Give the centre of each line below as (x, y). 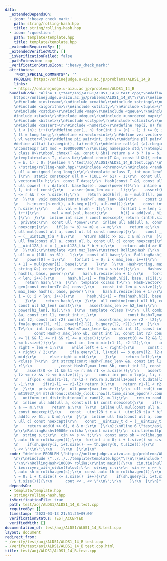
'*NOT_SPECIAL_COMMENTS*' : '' (45, 75)
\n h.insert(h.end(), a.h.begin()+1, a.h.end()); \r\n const (84, 204)
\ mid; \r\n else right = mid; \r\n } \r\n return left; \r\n (88, 357)
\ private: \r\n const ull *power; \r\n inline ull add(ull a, (82, 223)
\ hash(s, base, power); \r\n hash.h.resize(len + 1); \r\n (79, 273)
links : (21, 84)
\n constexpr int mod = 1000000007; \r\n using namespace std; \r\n (82, 149)
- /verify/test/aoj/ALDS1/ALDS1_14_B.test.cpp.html (60, 546)
